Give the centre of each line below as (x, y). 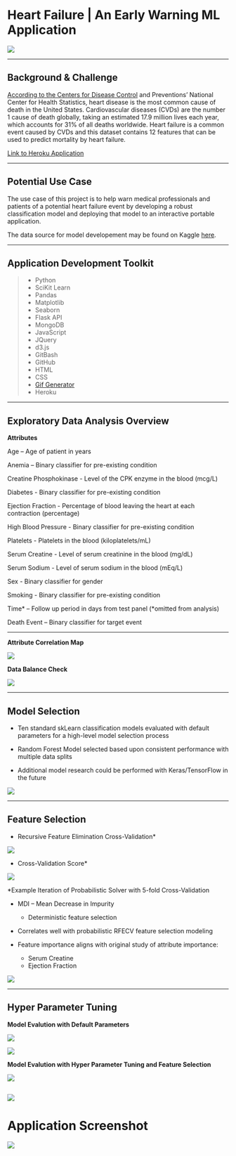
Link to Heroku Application (46, 153)
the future (32, 778)
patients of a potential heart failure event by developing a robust (100, 206)
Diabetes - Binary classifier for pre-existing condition (84, 493)
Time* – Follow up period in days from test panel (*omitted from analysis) (113, 609)
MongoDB (50, 325)
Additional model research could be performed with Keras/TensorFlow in (123, 770)
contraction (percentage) (44, 514)
